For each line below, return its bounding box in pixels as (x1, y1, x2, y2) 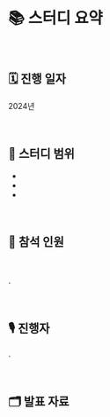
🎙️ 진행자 (8, 320, 50, 335)
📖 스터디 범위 (8, 146, 76, 161)
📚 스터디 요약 (8, 8, 103, 28)
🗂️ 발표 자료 (8, 394, 70, 409)
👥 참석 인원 (8, 234, 65, 249)
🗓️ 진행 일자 (8, 72, 67, 87)
